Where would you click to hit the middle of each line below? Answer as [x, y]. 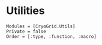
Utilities [26, 11]
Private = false [26, 31]
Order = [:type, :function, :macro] [51, 36]
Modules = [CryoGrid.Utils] [41, 26]
